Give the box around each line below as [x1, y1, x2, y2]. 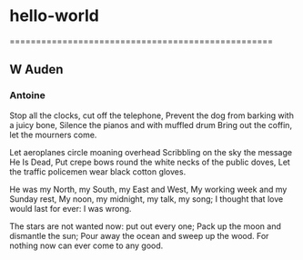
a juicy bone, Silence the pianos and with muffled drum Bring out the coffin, [9, 119, 293, 130]
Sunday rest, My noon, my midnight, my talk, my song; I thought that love [9, 193, 284, 205]
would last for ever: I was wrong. [9, 203, 132, 214]
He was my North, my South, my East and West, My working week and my [9, 184, 288, 195]
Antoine [9, 89, 45, 102]
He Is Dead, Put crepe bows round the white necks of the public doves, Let [9, 156, 291, 167]
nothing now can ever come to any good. [9, 240, 164, 251]
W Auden [9, 62, 64, 77]
